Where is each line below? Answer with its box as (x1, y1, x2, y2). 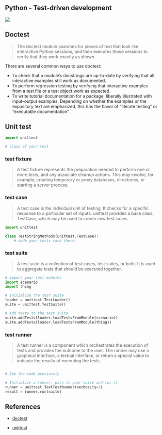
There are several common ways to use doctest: (5, 63, 102, 69)
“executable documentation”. (12, 109, 70, 114)
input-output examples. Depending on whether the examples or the (12, 98, 147, 104)
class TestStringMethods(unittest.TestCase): (5, 234, 98, 239)
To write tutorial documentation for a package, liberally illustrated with (12, 93, 152, 99)
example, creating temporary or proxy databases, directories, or (16, 177, 145, 183)
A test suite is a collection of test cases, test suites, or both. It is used (16, 260, 156, 266)
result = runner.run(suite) (5, 389, 62, 394)
